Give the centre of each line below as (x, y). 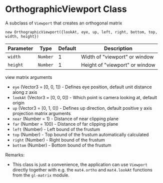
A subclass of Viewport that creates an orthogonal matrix (64, 23)
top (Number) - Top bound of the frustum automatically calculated (80, 134)
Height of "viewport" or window (118, 65)
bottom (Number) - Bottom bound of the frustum (62, 145)
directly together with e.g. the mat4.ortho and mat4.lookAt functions (82, 170)
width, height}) (22, 36)
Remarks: (15, 155)
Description (118, 48)
